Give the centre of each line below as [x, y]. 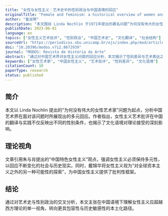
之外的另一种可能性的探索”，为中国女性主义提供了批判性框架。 [74, 172]
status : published [24, 75]
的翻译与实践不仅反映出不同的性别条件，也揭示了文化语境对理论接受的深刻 [82, 122]
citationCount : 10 [24, 66]
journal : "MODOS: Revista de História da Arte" [56, 52]
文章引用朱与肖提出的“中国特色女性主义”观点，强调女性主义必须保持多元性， [84, 159]
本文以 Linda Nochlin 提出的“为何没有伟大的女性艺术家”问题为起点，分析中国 [84, 110]
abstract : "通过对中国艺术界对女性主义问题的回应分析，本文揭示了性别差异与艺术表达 [82, 57]
